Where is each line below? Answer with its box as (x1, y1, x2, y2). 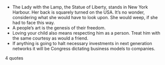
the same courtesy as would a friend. (12, 35, 89, 41)
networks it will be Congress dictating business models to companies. (12, 46, 156, 51)
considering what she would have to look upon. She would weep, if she (12, 15, 158, 20)
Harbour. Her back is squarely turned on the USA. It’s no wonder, (12, 9, 145, 15)
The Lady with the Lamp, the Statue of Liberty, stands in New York (12, 4, 148, 10)
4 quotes (5, 55, 24, 61)
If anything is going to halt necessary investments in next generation (12, 41, 152, 46)
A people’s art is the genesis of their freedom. (12, 25, 106, 31)
